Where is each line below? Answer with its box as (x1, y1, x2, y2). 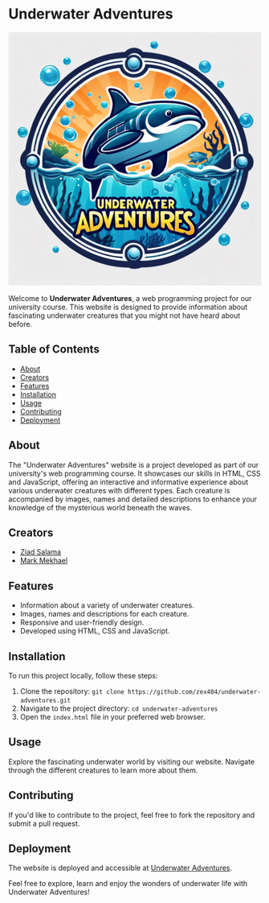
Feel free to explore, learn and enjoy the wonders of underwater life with (8, 879, 248, 889)
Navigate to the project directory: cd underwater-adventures (19, 703, 218, 713)
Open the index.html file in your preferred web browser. (19, 712, 206, 721)
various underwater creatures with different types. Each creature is (8, 485, 230, 495)
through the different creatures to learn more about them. (8, 765, 198, 775)
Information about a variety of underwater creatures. (19, 600, 194, 610)
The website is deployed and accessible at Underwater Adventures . (8, 863, 233, 873)
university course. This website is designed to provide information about (8, 302, 248, 311)
